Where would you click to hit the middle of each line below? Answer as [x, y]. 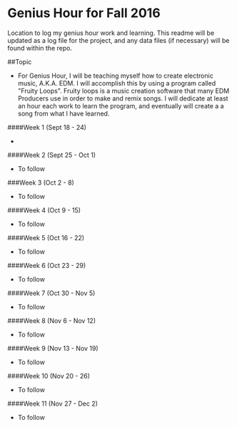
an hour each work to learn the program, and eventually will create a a [121, 106]
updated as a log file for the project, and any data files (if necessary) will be [118, 40]
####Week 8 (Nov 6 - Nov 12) [52, 320]
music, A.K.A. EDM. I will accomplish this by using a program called [117, 83]
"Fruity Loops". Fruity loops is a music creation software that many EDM [123, 91]
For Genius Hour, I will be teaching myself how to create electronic [116, 76]
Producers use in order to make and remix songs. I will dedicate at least [123, 98]
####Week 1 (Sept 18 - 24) [47, 127]
